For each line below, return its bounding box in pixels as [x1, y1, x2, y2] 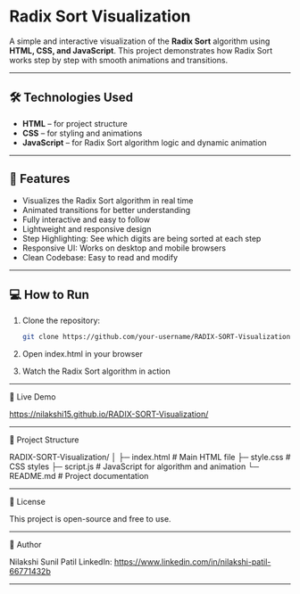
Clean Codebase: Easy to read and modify [21, 252, 179, 262]
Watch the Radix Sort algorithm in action [21, 366, 171, 376]
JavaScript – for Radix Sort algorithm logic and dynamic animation [21, 136, 268, 148]
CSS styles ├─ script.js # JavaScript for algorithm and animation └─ [9, 461, 260, 472]
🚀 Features [9, 171, 71, 186]
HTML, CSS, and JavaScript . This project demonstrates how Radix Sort [9, 45, 273, 55]
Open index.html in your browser [21, 349, 143, 359]
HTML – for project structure [21, 118, 128, 128]
